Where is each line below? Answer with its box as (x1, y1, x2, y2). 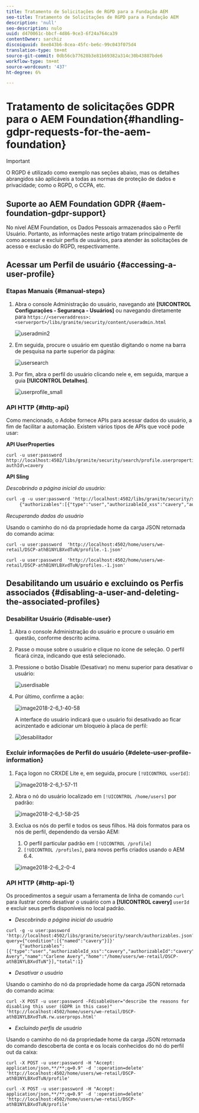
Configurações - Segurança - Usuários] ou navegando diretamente (14, 307, 182, 314)
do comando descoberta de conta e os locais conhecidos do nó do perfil (6, 1042, 184, 1050)
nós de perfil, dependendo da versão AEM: (14, 828, 120, 835)
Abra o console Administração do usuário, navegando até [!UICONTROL (14, 300, 191, 307)
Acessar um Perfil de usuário (6, 260, 115, 270)
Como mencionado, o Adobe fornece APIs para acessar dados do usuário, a (6, 416, 192, 424)
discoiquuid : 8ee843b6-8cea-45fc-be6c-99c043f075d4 (6, 42, 136, 48)
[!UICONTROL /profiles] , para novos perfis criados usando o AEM (23, 846, 185, 853)
